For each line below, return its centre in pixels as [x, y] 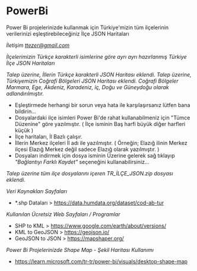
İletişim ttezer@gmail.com [38, 45]
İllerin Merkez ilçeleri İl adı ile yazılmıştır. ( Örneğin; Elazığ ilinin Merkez [101, 143]
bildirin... [26, 111]
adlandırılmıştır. [25, 93]
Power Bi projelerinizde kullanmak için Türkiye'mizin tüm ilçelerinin [88, 27]
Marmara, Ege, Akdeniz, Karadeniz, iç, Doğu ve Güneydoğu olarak [88, 87]
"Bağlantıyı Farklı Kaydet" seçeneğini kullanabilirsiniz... [82, 162]
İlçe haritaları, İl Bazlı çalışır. [49, 136]
